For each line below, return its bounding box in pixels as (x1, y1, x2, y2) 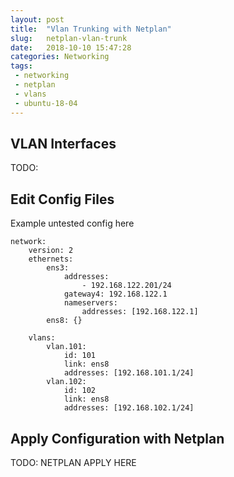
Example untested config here (10, 217, 135, 230)
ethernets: (28, 254, 74, 265)
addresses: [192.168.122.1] (81, 307, 199, 317)
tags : (10, 61, 33, 71)
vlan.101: (46, 342, 87, 352)
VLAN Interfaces (10, 135, 117, 152)
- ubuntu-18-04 (14, 98, 78, 108)
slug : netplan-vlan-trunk (10, 33, 128, 43)
